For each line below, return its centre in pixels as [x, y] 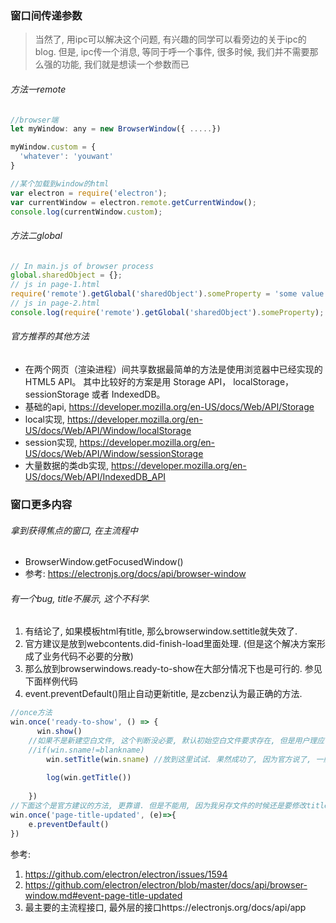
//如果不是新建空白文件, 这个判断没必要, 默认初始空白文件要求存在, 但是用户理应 [176, 740]
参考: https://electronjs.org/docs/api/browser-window [135, 574]
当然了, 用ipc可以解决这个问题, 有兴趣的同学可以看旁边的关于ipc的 [170, 39]
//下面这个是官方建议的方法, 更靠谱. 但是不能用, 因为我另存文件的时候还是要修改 [158, 806]
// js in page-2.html [55, 303]
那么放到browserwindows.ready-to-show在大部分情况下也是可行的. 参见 [173, 669]
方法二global [36, 235]
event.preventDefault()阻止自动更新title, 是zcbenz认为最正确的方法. [163, 694]
